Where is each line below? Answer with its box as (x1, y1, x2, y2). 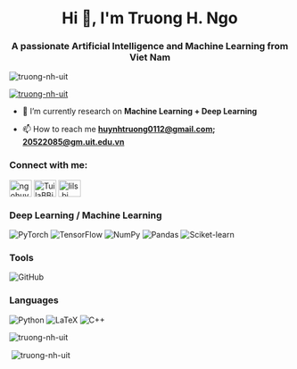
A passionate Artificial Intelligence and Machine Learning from (11, 40, 289, 53)
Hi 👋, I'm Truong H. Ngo (62, 8, 238, 29)
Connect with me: (9, 159, 88, 172)
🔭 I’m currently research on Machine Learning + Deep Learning (21, 106, 258, 117)
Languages (9, 294, 60, 306)
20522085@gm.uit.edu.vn (21, 137, 125, 147)
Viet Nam (128, 51, 171, 63)
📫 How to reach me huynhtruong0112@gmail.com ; (21, 124, 216, 135)
